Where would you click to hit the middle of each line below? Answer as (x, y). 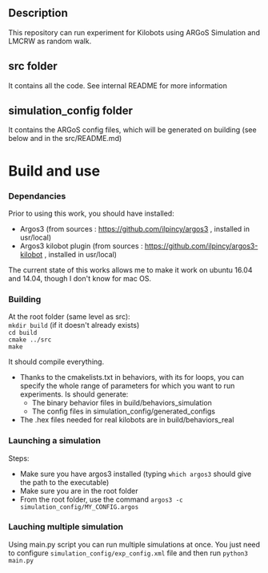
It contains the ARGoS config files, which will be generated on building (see (133, 130)
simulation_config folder (71, 111)
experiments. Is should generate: (74, 394)
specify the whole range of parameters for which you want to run (127, 386)
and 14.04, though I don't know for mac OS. (80, 278)
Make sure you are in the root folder (79, 490)
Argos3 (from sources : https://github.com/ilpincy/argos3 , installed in (135, 228)
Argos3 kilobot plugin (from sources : (81, 246)
